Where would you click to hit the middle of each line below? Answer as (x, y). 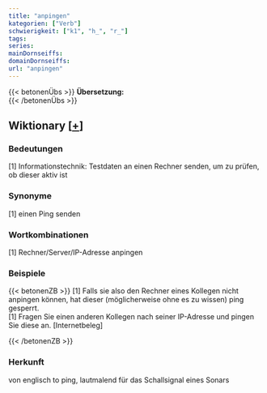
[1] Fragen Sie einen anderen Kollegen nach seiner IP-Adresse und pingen (131, 317)
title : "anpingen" (39, 16)
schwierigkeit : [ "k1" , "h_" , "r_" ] (68, 31)
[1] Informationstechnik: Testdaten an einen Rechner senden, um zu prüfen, (134, 166)
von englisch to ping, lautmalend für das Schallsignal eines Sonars (119, 380)
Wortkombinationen (49, 234)
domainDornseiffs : (39, 62)
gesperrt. (24, 308)
